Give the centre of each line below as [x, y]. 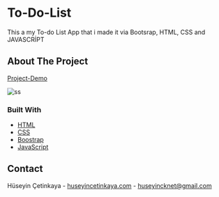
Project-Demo [27, 78]
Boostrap [30, 140]
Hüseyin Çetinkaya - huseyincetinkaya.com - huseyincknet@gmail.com [109, 185]
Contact [25, 169]
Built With [24, 109]
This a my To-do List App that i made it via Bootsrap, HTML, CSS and [106, 32]
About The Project [48, 62]
